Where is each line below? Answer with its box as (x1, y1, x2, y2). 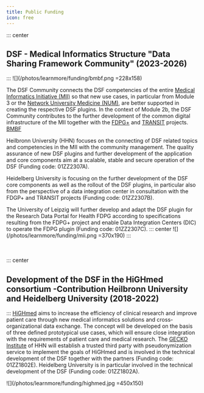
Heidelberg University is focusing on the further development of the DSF (6, 175, 189, 182)
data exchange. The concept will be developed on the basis (43, 322, 193, 330)
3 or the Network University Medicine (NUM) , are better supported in (6, 99, 180, 107)
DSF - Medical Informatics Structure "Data (6, 49, 171, 59)
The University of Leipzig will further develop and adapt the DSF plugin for (6, 206, 193, 213)
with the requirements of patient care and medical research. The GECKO (6, 336, 188, 343)
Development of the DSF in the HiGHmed (6, 274, 163, 285)
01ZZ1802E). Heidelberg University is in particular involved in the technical (6, 361, 193, 369)
